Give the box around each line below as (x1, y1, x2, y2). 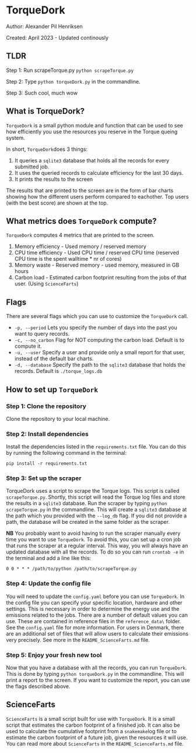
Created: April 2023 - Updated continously (6, 34, 109, 41)
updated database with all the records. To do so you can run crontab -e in (6, 548, 184, 555)
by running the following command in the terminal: (6, 450, 127, 457)
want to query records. (14, 330, 70, 337)
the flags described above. (6, 683, 71, 690)
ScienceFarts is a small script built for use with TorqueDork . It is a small (6, 715, 175, 722)
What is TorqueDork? (6, 106, 85, 116)
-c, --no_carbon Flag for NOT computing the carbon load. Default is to (14, 337, 185, 344)
